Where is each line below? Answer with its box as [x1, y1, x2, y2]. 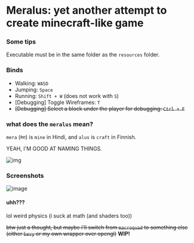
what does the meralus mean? [6, 120, 94, 128]
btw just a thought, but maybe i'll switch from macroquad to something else [6, 223, 188, 230]
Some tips [6, 38, 36, 46]
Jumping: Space [14, 86, 53, 93]
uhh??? [6, 198, 25, 206]
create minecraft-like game [6, 16, 144, 30]
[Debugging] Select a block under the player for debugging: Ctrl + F [14, 105, 185, 112]
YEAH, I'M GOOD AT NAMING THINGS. [6, 145, 103, 152]
